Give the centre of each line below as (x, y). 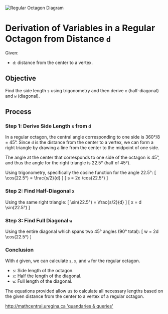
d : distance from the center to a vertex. (52, 62)
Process (18, 112)
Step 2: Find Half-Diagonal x (40, 191)
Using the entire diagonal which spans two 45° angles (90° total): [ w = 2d (82, 231)
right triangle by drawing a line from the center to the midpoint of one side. (82, 148)
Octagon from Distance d (58, 39)
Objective (21, 78)
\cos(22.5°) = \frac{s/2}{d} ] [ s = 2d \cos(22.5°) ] (57, 178)
